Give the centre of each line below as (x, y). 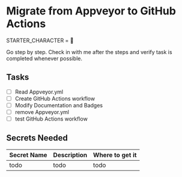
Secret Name (28, 155)
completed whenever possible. (44, 58)
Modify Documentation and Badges (59, 105)
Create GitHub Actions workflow (55, 98)
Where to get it (115, 155)
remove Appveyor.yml (42, 112)
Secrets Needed (37, 138)
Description (70, 155)
